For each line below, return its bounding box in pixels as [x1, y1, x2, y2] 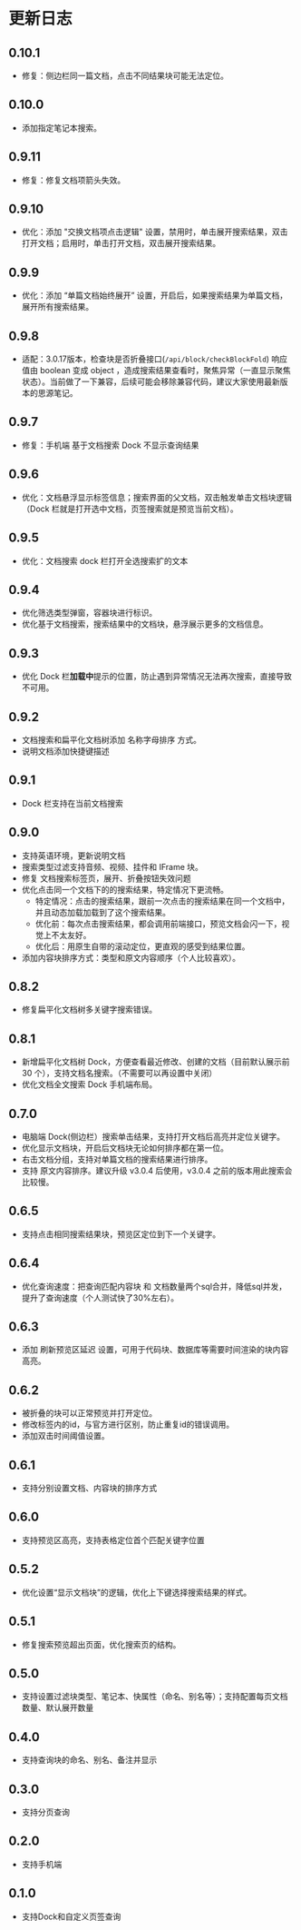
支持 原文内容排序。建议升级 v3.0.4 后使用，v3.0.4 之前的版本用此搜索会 [21, 1165, 293, 1176]
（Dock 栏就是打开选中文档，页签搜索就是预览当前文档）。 [21, 503, 238, 514]
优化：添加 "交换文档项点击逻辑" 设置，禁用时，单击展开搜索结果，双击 [21, 226, 288, 237]
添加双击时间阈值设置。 [21, 1430, 110, 1441]
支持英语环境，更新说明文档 [21, 850, 126, 861]
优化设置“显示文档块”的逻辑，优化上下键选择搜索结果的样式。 [21, 1587, 252, 1598]
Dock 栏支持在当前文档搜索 [21, 797, 123, 808]
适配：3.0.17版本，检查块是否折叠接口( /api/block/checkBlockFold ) [21, 353, 269, 364]
